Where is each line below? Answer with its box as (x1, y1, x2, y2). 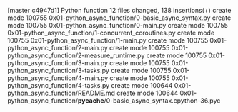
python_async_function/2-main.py (7, 44, 109, 52)
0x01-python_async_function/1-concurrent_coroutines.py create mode (7, 28, 215, 37)
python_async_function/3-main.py (7, 59, 109, 67)
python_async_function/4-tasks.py (7, 82, 110, 89)
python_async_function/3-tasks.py (7, 67, 109, 74)
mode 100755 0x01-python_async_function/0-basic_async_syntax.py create (7, 13, 232, 22)
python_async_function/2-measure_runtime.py (7, 51, 145, 60)
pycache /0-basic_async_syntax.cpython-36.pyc (77, 96, 221, 105)
